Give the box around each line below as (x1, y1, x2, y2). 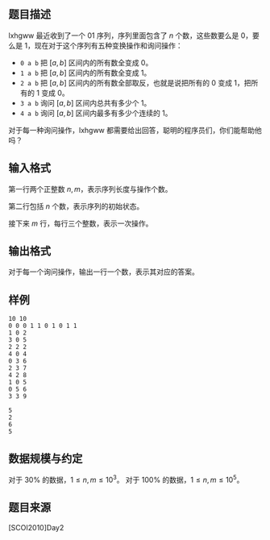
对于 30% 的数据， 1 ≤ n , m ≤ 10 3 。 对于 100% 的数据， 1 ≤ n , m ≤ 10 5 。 (8, 474, 244, 484)
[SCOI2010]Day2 (8, 522, 64, 532)
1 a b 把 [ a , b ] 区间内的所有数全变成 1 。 (19, 68, 152, 77)
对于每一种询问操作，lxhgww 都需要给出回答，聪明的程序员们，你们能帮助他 (8, 125, 262, 135)
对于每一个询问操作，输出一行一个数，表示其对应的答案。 (8, 267, 199, 276)
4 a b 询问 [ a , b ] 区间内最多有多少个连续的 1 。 (19, 108, 172, 118)
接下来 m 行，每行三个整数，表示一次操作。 (8, 218, 153, 228)
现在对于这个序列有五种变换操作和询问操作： (34, 40, 183, 50)
